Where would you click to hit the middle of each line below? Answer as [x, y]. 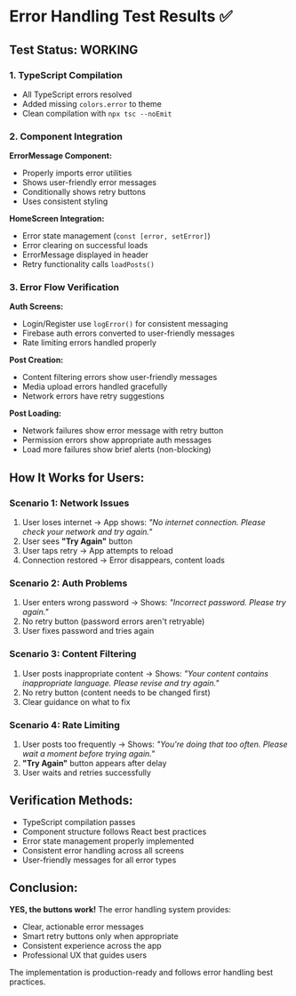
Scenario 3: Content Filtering [73, 654]
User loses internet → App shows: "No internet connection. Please [144, 522]
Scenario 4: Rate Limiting [64, 725]
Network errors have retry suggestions [93, 396]
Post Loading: [36, 413]
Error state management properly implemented [108, 841]
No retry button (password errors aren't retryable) [113, 621]
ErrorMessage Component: [61, 156]
